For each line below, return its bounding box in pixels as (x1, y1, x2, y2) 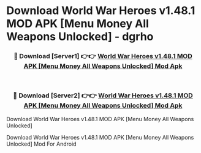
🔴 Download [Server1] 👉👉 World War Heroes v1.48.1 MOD (13, 52, 193, 61)
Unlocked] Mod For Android (6, 140, 77, 147)
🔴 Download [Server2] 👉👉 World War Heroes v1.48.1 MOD (13, 91, 193, 100)
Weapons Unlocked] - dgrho (6, 30, 154, 43)
